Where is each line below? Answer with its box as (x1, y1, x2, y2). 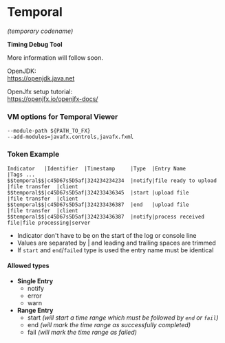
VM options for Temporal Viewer (7, 111, 118, 121)
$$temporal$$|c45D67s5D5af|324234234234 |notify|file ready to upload (7, 177, 217, 184)
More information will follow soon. (7, 53, 103, 62)
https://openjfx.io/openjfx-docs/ (7, 94, 98, 103)
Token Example (7, 149, 60, 159)
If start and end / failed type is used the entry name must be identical (17, 245, 214, 254)
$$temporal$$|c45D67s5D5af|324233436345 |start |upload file (7, 189, 189, 196)
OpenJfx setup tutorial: (7, 87, 73, 96)
